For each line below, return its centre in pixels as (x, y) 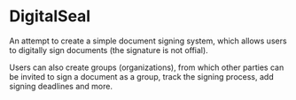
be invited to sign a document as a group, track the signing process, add (141, 76)
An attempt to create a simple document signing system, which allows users (148, 41)
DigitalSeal (50, 16)
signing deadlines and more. (61, 86)
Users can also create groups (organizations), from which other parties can (147, 67)
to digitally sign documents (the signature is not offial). (109, 50)
